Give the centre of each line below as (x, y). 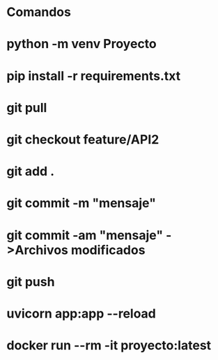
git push (31, 282)
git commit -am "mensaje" (85, 235)
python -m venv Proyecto (82, 44)
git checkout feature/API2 (83, 139)
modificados (108, 250)
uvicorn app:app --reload (81, 313)
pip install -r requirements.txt (94, 76)
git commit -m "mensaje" (81, 203)
